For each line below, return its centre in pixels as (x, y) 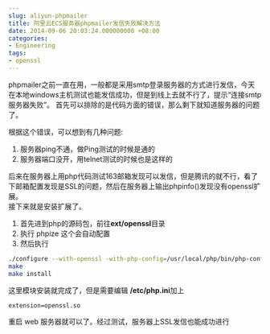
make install (30, 274)
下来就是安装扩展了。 (50, 206)
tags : (17, 53)
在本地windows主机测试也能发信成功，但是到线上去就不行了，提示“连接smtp (135, 94)
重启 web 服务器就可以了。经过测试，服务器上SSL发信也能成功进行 (119, 321)
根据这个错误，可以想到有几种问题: (66, 132)
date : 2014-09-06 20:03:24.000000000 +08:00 (84, 31)
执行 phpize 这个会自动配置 (65, 233)
